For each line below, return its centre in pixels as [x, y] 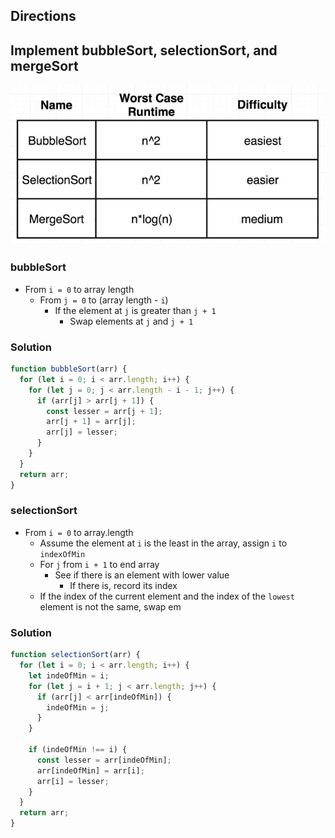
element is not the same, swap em [110, 606]
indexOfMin [62, 554]
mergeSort [44, 65]
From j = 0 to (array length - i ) [104, 300]
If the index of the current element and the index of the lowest [167, 596]
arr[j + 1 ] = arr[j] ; [91, 422]
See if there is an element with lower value [142, 575]
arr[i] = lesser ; [73, 781]
